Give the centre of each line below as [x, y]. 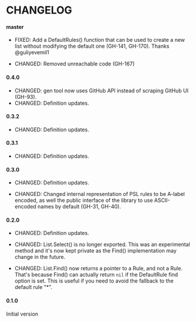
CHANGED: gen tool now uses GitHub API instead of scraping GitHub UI [102, 90]
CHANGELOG [39, 10]
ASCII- [162, 200]
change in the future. [40, 257]
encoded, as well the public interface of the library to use [84, 200]
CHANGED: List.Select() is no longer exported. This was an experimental [102, 244]
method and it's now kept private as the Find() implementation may [96, 251]
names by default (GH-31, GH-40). [79, 207]
